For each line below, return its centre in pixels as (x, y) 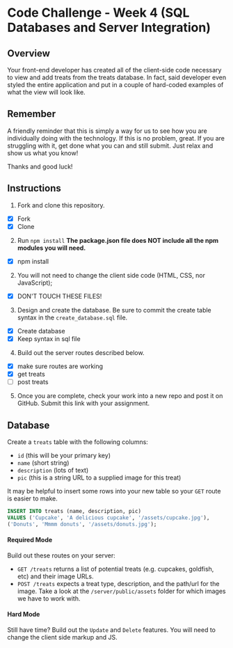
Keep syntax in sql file (49, 338)
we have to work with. (49, 598)
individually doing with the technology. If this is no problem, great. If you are (116, 138)
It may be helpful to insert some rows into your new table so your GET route (114, 491)
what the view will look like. (46, 92)
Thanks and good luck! (40, 166)
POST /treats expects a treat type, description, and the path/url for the (118, 583)
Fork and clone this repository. (61, 205)
